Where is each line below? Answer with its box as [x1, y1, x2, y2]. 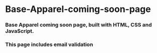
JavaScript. [5, 27, 34, 34]
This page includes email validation [5, 41, 93, 48]
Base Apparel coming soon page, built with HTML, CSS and [5, 21, 152, 28]
